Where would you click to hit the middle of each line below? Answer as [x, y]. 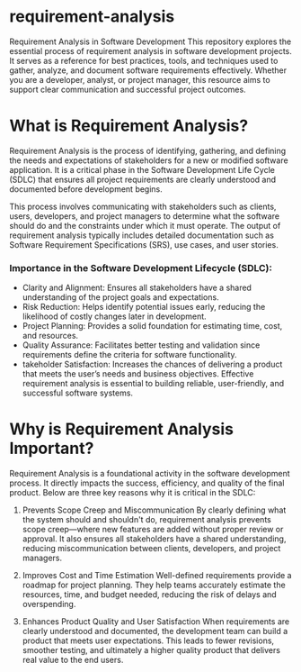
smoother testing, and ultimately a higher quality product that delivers [151, 650]
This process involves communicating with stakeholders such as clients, [143, 206]
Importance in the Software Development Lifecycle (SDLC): [141, 268]
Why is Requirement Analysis [122, 429]
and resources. [50, 336]
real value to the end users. [73, 660]
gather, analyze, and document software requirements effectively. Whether [148, 70]
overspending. [49, 604]
